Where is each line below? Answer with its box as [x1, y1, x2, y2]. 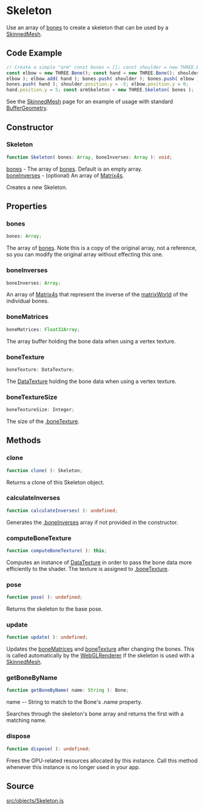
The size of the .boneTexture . [6, 417, 80, 425]
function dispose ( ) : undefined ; [6, 745, 91, 752]
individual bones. [6, 297, 49, 305]
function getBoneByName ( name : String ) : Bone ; [6, 687, 129, 694]
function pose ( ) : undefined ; [6, 594, 83, 601]
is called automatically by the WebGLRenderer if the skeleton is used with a [6, 652, 195, 659]
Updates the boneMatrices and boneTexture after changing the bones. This [6, 645, 195, 653]
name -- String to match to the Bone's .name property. [6, 698, 143, 706]
